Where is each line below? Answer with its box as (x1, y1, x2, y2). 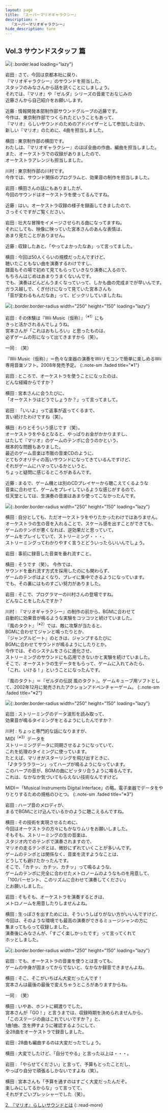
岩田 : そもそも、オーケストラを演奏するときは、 (5, 894, 107, 900)
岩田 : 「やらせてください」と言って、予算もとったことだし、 (5, 1061, 133, 1067)
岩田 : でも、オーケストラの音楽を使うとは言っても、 (5, 957, 116, 964)
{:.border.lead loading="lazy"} (10, 61, 73, 67)
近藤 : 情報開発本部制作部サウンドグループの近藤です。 (5, 108, 120, 114)
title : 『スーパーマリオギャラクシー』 (5, 12, 78, 17)
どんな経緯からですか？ (5, 379, 54, 385)
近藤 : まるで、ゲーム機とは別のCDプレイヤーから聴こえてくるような (5, 480, 149, 486)
